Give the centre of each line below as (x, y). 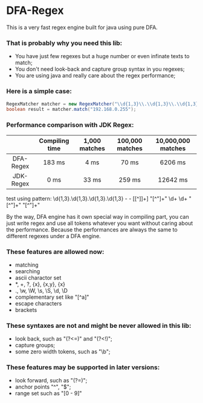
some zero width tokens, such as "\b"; (63, 351)
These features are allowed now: (55, 251)
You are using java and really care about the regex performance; (95, 76)
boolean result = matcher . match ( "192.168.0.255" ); (71, 110)
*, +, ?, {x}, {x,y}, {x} (40, 284)
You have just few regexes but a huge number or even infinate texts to (102, 56)
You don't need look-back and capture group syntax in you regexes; (100, 69)
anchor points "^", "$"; (43, 387)
